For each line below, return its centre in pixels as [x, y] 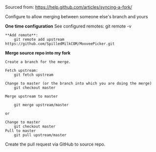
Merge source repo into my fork [38, 53]
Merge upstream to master [31, 96]
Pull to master [21, 131]
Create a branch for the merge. [38, 62]
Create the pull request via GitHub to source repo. [55, 144]
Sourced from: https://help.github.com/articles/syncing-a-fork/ [68, 7]
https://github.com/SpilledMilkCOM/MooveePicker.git [60, 44]
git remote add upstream [39, 39]
